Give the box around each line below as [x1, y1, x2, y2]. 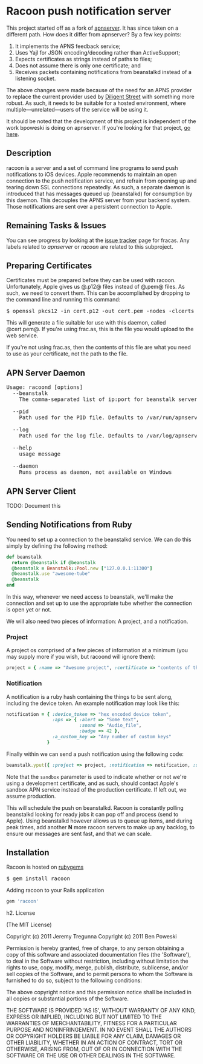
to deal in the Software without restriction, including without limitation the [6, 957, 188, 965]
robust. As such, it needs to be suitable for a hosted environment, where [6, 99, 186, 107]
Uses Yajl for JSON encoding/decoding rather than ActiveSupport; [14, 49, 181, 56]
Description [6, 148, 51, 158]
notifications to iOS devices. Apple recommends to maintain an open [6, 170, 177, 178]
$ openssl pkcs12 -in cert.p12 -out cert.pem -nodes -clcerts [6, 308, 195, 315]
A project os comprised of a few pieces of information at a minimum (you [6, 647, 188, 654]
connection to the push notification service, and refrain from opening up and [6, 177, 197, 184]
